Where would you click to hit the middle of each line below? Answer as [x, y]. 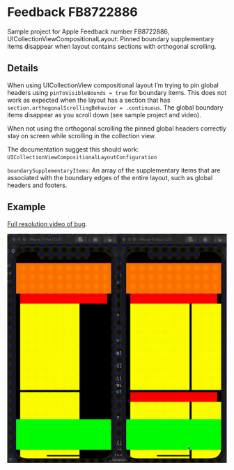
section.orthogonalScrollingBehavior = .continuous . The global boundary [115, 107]
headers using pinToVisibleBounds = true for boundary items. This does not [117, 92]
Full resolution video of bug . [47, 223]
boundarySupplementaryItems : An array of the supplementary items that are [114, 170]
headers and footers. [37, 185]
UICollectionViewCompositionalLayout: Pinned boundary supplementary [111, 38]
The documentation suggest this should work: [73, 149]
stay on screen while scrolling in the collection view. [82, 135]
